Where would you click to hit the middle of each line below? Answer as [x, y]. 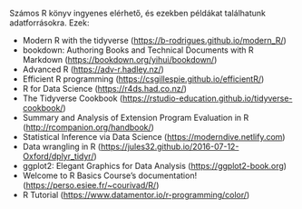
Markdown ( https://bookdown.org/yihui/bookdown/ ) [120, 60]
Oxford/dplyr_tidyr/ [58, 156]
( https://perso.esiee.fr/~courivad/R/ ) [91, 185]
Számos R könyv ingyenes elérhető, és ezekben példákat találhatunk [137, 13]
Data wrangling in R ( [62, 146]
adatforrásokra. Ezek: [49, 23]
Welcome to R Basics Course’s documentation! [110, 175]
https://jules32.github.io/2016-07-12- [170, 146]
